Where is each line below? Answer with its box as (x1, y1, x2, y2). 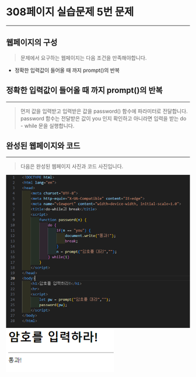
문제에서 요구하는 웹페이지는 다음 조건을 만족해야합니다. (20, 54, 147, 61)
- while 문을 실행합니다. (20, 122, 75, 129)
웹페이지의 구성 (6, 37, 58, 47)
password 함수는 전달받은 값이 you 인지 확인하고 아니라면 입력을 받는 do (20, 115, 187, 122)
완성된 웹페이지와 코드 (6, 141, 80, 151)
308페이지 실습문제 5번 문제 (6, 5, 134, 19)
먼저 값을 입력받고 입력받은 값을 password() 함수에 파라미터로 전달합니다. (20, 108, 188, 115)
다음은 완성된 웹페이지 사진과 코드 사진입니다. (20, 163, 124, 170)
